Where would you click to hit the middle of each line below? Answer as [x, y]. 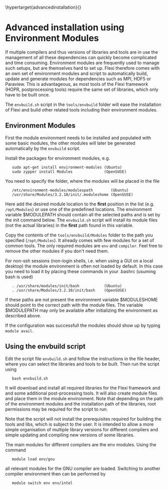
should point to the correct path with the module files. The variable [74, 305]
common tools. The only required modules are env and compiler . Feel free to [84, 246]
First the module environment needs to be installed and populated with [78, 138]
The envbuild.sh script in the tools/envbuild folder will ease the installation [83, 104]
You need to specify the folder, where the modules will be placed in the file [82, 181]
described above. [23, 315]
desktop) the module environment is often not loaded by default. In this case [84, 266]
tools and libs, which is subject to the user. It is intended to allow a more [79, 424]
